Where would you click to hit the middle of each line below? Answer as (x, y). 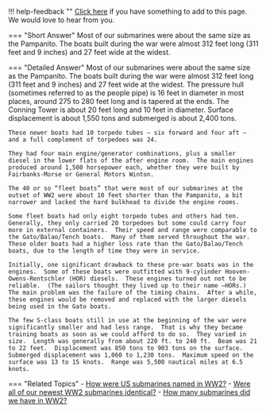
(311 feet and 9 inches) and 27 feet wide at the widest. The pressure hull (126, 84)
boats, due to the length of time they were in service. (104, 251)
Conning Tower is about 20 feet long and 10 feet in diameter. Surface (121, 110)
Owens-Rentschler (37, 279)
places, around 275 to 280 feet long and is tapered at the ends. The (119, 101)
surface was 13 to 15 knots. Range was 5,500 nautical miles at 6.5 (126, 362)
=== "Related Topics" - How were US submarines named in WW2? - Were (129, 384)
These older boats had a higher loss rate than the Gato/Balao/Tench (126, 244)
